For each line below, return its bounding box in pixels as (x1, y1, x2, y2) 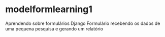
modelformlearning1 (5, 4, 93, 15)
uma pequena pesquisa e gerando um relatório (5, 25, 103, 31)
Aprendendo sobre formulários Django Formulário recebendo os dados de (5, 20, 160, 26)
